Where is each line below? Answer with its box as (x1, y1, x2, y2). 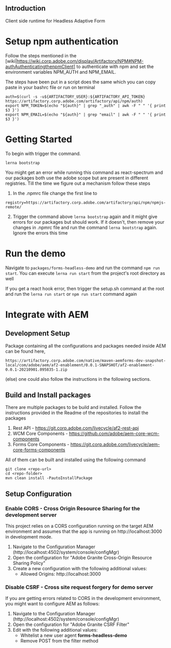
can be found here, (5, 348, 46, 354)
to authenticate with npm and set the (76, 63, 154, 70)
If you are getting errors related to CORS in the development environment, (5, 595, 161, 601)
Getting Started (5, 133, 73, 145)
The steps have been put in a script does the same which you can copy (5, 79, 156, 85)
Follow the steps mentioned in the (5, 52, 77, 58)
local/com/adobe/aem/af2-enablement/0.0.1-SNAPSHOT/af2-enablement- (5, 362, 155, 368)
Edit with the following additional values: (12, 627, 98, 633)
